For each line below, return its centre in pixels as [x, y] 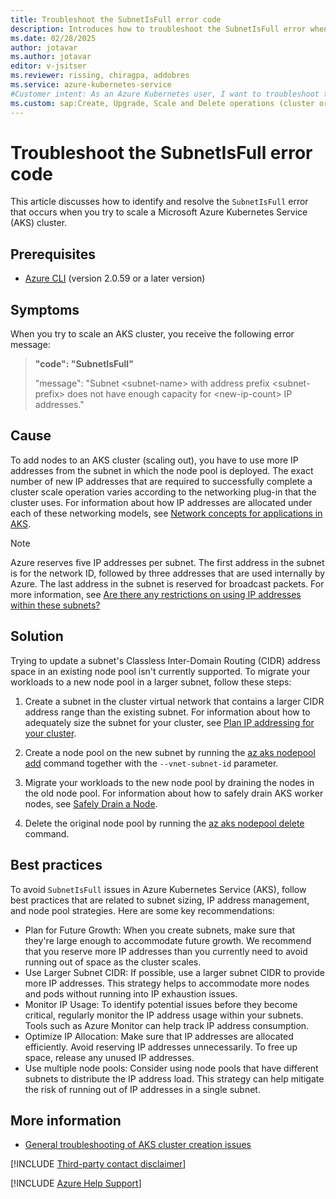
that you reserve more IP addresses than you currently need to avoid [166, 951]
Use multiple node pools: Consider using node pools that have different [171, 1068]
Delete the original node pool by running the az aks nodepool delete [164, 823]
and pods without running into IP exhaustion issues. [131, 993]
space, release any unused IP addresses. [109, 1057]
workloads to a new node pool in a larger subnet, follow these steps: [151, 682]
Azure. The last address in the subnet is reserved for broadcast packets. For [167, 583]
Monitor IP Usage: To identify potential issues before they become [161, 1004]
